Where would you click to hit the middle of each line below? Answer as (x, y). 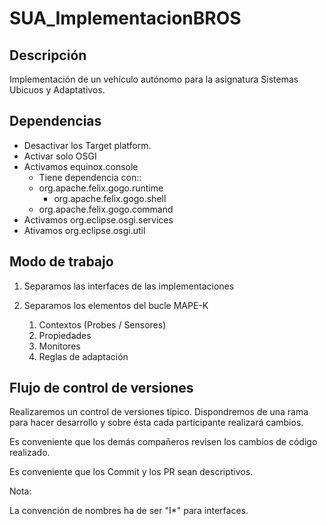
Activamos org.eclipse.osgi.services (98, 219)
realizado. (30, 453)
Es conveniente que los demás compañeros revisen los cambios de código (163, 442)
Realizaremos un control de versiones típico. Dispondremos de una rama (159, 412)
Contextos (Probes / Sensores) (102, 324)
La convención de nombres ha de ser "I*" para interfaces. (129, 511)
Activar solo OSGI (60, 156)
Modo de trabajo (61, 262)
